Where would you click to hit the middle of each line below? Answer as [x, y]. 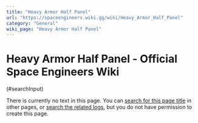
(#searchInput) [25, 89]
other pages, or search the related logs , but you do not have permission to [99, 107]
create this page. [27, 114]
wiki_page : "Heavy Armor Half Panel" [54, 29]
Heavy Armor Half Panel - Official [92, 59]
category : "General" [32, 23]
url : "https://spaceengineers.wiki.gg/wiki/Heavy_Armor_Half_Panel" [95, 18]
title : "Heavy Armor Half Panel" [49, 12]
